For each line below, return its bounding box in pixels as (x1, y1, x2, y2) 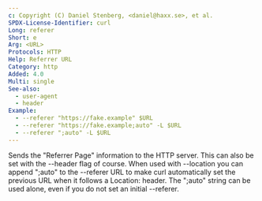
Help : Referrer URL (8, 56, 73, 64)
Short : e (8, 33, 37, 42)
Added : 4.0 (8, 70, 44, 78)
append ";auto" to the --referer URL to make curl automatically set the (8, 167, 236, 177)
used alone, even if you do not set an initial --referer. (8, 184, 180, 193)
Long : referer (8, 26, 55, 34)
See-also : (8, 84, 41, 93)
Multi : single (8, 77, 55, 85)
